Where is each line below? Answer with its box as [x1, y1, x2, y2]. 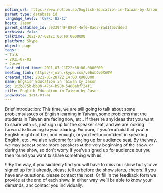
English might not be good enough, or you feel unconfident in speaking [5, 132, 147, 138]
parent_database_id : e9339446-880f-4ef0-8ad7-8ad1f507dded [5, 25, 127, 30]
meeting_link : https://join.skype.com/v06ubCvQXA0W [5, 70, 112, 75]
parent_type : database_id [5, 12, 57, 16]
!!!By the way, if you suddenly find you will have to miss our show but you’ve [5, 162, 158, 168]
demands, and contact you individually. [5, 182, 83, 188]
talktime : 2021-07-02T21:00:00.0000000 [5, 34, 86, 39]
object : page [5, 43, 32, 48]
